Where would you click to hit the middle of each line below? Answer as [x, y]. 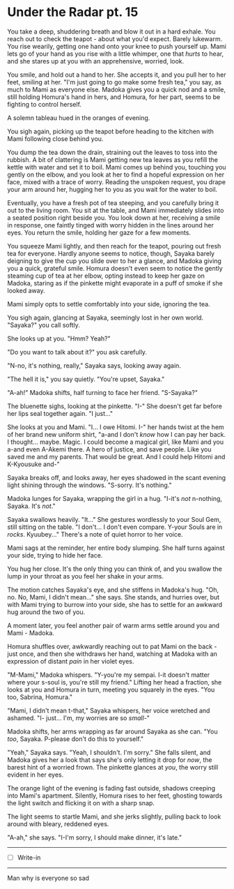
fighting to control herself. [45, 104]
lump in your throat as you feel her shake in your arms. [85, 576]
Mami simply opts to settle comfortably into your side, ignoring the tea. [109, 304]
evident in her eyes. [36, 775]
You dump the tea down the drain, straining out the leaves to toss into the [112, 152]
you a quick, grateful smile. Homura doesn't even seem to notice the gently [115, 268]
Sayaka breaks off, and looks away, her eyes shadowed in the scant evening [117, 477]
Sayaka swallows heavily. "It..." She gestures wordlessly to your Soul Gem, [114, 519]
